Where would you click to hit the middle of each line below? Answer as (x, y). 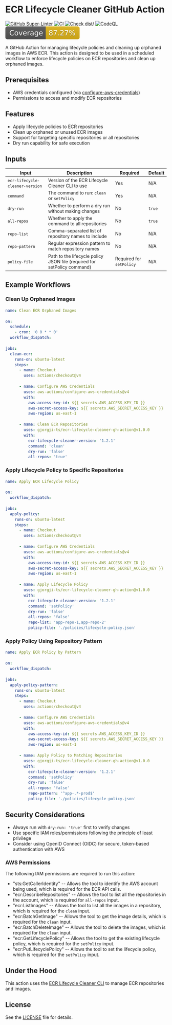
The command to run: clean (77, 193)
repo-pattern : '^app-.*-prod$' (61, 794)
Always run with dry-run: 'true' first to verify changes (71, 827)
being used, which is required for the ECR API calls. (67, 889)
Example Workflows (38, 285)
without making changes (74, 211)
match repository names (74, 249)
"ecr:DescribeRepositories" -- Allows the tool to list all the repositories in (89, 895)
